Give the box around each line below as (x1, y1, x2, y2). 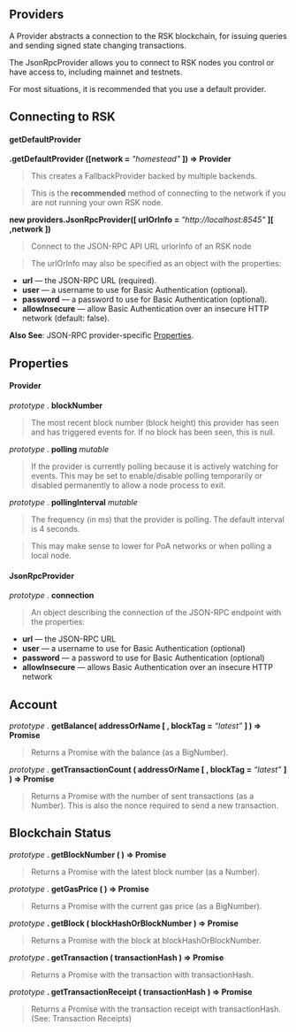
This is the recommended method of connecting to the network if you (30, 188, 286, 198)
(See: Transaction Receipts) (30, 1013, 133, 1023)
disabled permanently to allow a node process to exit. (30, 480, 226, 490)
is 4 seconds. (30, 524, 80, 534)
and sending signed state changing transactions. (9, 40, 187, 50)
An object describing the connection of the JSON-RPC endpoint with (30, 607, 282, 618)
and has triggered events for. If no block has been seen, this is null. (30, 427, 276, 437)
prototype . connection (9, 590, 95, 601)
